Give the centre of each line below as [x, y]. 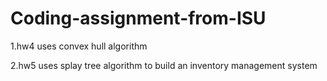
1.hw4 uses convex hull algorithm [79, 46]
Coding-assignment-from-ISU [138, 18]
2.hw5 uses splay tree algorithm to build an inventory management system [164, 65]
